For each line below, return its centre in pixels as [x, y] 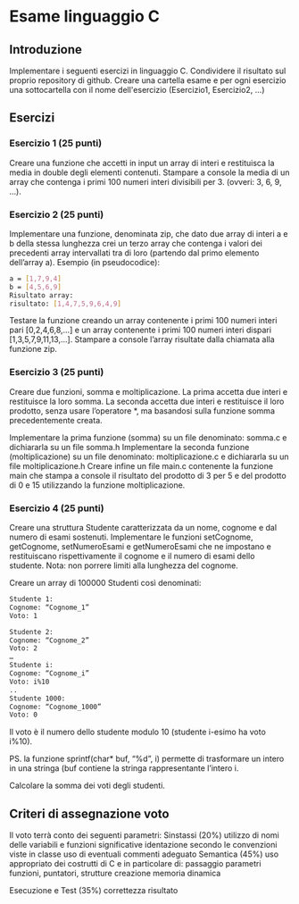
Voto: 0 [24, 715]
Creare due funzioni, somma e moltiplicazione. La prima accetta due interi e [149, 391]
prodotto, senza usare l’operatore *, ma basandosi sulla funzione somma [142, 410]
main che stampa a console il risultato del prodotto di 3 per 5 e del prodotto [148, 475]
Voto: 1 [24, 615]
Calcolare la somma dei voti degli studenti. [87, 786]
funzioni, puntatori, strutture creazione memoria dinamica [115, 874]
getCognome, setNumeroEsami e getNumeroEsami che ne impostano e [141, 547]
